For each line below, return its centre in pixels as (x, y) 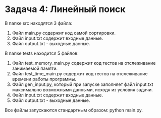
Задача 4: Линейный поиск (65, 9)
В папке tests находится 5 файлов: (42, 53)
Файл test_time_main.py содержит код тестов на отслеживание (80, 73)
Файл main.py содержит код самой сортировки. (64, 33)
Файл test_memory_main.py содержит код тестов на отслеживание (84, 63)
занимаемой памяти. (35, 68)
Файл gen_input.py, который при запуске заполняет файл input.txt (83, 84)
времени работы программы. (44, 79)
